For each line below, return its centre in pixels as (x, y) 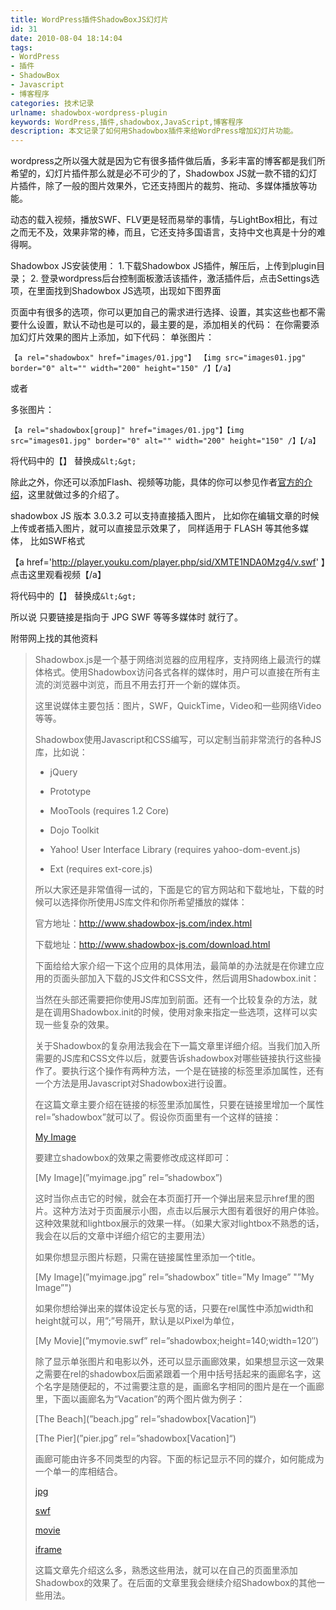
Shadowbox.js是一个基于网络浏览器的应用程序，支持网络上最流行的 (173, 660)
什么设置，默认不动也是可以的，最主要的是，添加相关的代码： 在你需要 (164, 325)
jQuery (63, 772)
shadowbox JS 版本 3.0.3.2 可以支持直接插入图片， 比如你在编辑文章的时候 (165, 516)
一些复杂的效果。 (79, 1025)
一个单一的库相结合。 (78, 1472)
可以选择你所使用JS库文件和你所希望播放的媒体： (145, 902)
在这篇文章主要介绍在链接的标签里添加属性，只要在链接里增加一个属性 (179, 1105)
